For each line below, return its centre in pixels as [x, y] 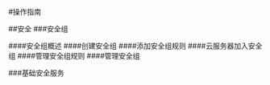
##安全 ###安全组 [38, 29]
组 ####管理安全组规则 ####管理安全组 [74, 56]
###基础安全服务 [36, 73]
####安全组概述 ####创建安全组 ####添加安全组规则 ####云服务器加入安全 [135, 46]
